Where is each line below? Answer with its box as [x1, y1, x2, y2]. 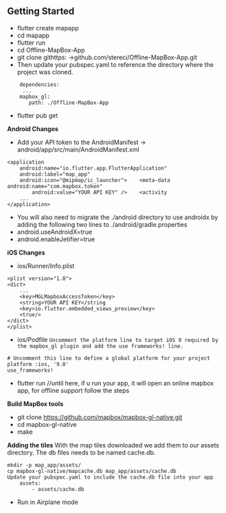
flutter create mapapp [16, 23, 79, 32]
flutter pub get [16, 111, 58, 119]
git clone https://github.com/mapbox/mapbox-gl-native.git [16, 413, 183, 421]
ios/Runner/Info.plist [16, 261, 75, 270]
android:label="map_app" [19, 170, 91, 178]
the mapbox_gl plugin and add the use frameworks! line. [16, 343, 184, 350]
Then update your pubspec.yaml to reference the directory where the [16, 60, 214, 68]
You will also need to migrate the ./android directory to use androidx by [16, 213, 218, 221]
